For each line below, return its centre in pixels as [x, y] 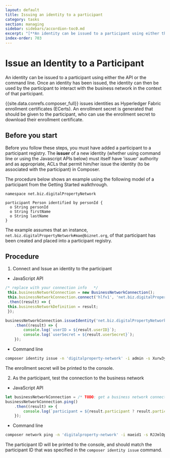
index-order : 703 [24, 39]
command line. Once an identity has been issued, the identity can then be [82, 83]
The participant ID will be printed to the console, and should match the [79, 445]
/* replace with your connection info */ [52, 288]
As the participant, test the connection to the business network [78, 378]
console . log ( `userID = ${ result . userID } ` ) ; [70, 330]
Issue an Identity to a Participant [75, 63]
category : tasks [22, 19]
